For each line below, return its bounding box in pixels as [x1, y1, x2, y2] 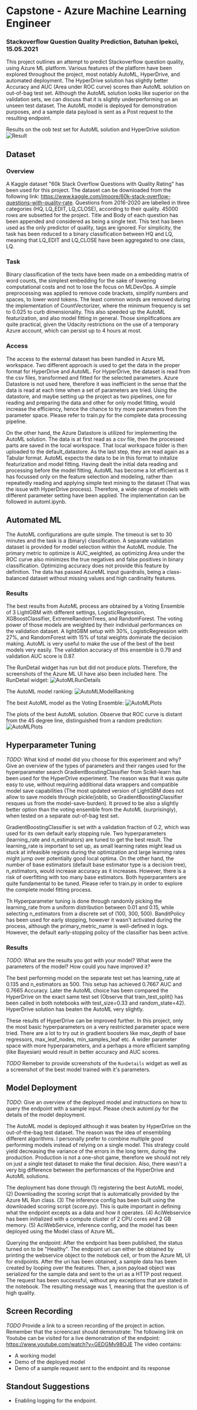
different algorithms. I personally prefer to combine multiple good [6, 1135, 164, 1142]
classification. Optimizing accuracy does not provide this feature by [6, 562, 169, 569]
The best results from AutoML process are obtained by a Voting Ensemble [6, 602, 185, 610]
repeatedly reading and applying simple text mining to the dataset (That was [6, 479, 191, 486]
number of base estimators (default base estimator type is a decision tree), [6, 861, 187, 868]
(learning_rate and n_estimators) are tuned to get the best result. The [6, 836, 173, 843]
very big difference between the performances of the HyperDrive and [6, 1166, 174, 1173]
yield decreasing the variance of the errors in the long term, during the [6, 1148, 176, 1155]
